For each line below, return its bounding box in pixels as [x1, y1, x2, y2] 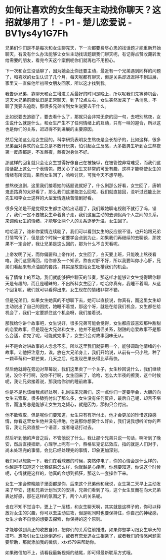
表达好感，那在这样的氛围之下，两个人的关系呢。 [5, 493, 105, 499]
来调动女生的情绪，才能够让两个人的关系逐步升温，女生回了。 [5, 218, 131, 224]
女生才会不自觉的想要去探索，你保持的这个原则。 [5, 516, 105, 522]
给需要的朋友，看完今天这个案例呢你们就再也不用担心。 [5, 57, 118, 63]
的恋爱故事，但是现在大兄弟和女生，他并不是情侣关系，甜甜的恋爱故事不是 [5, 326, 157, 332]
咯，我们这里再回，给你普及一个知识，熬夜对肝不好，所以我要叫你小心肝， [5, 257, 157, 263]
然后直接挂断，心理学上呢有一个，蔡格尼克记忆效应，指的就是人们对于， [13, 441, 161, 447]
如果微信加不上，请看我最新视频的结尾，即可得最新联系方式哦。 [5, 549, 135, 556]
